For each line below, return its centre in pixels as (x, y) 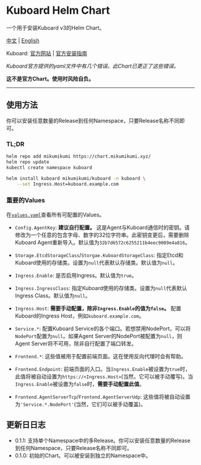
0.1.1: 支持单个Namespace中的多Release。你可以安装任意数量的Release (103, 440)
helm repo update (28, 162)
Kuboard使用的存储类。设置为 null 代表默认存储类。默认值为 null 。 (96, 262)
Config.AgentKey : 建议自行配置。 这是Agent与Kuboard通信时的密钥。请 (102, 227)
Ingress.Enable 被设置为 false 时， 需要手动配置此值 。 (80, 384)
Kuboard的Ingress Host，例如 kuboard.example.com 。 (80, 316)
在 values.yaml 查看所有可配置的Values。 (55, 215)
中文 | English (23, 40)
